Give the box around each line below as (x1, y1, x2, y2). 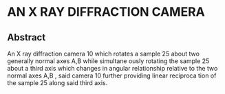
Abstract (7, 32, 46, 43)
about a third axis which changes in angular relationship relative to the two (7, 64, 218, 72)
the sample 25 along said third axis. (7, 79, 108, 86)
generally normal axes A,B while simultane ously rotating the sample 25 (7, 57, 210, 65)
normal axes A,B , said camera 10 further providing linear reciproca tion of (7, 71, 217, 80)
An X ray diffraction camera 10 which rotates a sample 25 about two (7, 49, 200, 58)
